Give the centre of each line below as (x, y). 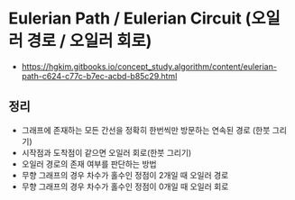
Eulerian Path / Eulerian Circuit (125, 18)
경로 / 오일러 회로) (89, 41)
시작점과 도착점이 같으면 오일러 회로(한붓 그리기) (106, 152)
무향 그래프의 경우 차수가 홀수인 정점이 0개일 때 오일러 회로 (125, 186)
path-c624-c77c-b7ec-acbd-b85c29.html (99, 76)
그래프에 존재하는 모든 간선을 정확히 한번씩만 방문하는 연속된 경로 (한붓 (146, 130)
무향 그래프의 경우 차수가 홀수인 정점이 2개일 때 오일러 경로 (125, 175)
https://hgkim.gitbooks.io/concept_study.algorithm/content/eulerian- (149, 66)
